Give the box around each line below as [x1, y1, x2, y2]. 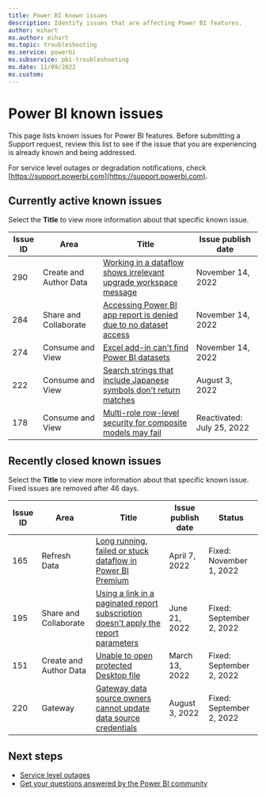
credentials [95, 722, 138, 733]
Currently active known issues [8, 194, 162, 207]
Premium [95, 575, 129, 586]
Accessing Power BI [102, 300, 178, 311]
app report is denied [102, 309, 178, 320]
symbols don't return [102, 385, 180, 396]
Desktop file [95, 670, 141, 681]
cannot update [95, 703, 150, 714]
